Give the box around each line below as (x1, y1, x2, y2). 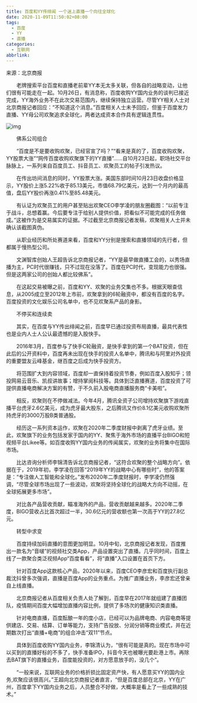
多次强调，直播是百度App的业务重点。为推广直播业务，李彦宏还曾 (26, 574, 186, 581)
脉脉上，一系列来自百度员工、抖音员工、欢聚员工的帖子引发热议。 (6, 162, 165, 169)
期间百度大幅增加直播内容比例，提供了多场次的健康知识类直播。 (26, 601, 181, 608)
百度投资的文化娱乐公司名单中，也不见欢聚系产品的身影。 (6, 298, 145, 305)
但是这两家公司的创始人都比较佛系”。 (6, 271, 96, 278)
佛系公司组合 (16, 134, 47, 142)
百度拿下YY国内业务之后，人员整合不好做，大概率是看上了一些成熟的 (16, 683, 183, 690)
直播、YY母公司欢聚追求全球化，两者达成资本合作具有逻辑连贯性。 (6, 111, 168, 118)
